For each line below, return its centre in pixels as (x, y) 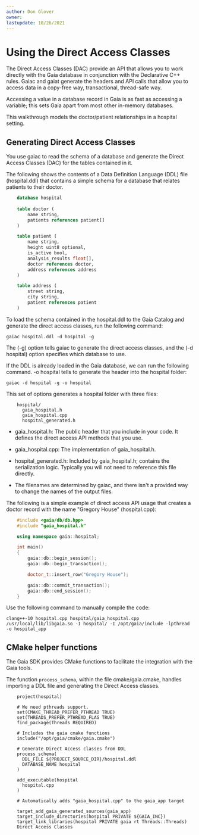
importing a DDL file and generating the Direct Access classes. (83, 686)
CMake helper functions (52, 647)
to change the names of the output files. (64, 491)
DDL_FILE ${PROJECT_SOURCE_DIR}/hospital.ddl (79, 759)
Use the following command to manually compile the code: (78, 607)
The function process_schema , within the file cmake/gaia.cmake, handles (94, 680)
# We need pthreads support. (53, 707)
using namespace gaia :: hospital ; (58, 537)
